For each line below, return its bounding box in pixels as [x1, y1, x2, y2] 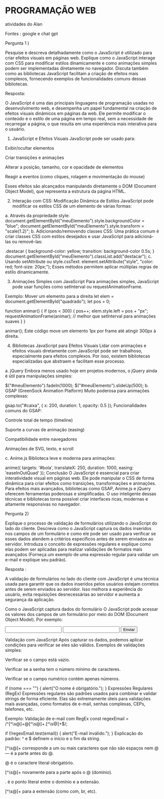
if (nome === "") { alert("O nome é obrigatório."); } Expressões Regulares [5, 685, 153, 691]
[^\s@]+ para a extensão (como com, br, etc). [5, 788, 97, 794]
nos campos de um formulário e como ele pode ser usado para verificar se [5, 531, 156, 536]
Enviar [123, 627, 135, 632]
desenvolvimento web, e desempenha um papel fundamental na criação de [5, 105, 157, 111]
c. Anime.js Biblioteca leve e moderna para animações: [5, 455, 116, 461]
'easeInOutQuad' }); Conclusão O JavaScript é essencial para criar [5, 470, 140, 476]
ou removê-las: [12, 239, 43, 244]
